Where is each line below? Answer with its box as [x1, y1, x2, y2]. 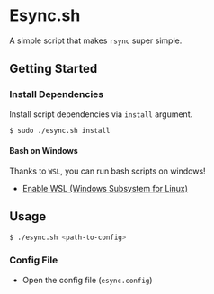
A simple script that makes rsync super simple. [9, 35, 183, 46]
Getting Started [9, 61, 98, 76]
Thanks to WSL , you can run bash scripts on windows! [9, 165, 206, 176]
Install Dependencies [9, 88, 104, 101]
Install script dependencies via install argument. [9, 109, 193, 120]
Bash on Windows [9, 146, 78, 156]
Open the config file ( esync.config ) [22, 274, 153, 285]
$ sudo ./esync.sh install [9, 126, 111, 135]
